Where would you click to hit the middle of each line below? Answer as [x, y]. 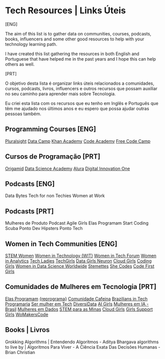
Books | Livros [28, 330]
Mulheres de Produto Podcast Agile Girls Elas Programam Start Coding [77, 223]
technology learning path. [31, 44]
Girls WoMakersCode [27, 314]
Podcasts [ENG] [30, 184]
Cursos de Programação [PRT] [53, 157]
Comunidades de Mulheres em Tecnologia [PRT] [81, 287]
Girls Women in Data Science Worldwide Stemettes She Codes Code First [80, 266]
